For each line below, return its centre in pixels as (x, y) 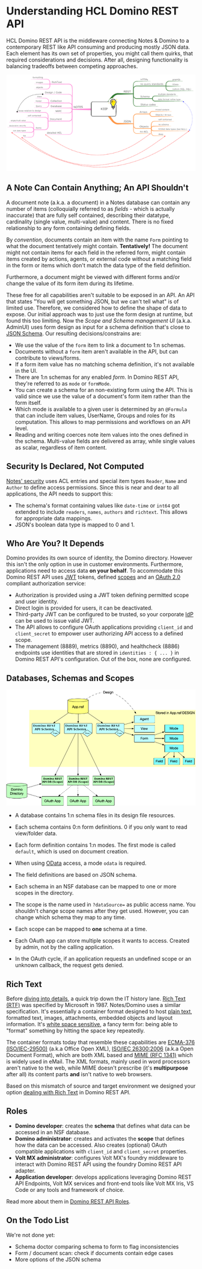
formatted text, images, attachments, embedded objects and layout (90, 1018)
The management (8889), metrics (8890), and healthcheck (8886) (97, 646)
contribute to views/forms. (48, 358)
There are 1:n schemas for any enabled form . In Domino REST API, (97, 377)
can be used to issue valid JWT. (54, 621)
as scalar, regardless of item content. (61, 447)
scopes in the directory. (44, 893)
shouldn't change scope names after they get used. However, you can (102, 911)
